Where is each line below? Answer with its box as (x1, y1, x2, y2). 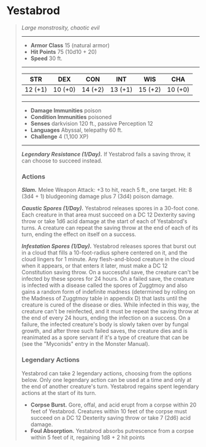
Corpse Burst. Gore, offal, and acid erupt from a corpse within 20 (30, 401, 197, 408)
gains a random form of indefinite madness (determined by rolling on (21, 288, 196, 296)
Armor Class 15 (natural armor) (30, 41, 110, 49)
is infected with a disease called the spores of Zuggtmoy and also (21, 281, 188, 289)
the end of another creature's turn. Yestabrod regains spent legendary (21, 383, 199, 390)
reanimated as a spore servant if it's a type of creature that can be (21, 334, 189, 341)
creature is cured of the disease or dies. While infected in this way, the (21, 301, 200, 308)
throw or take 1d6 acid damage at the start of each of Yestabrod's (21, 218, 188, 225)
